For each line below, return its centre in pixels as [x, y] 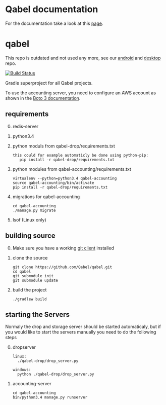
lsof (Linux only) [29, 219]
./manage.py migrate [34, 210]
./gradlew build [30, 299]
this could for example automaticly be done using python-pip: [80, 155]
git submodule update [35, 280]
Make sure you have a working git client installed [63, 248]
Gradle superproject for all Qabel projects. [49, 83]
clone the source [30, 257]
